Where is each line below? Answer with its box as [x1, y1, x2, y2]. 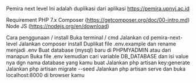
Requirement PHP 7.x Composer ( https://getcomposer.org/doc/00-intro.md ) [6, 16, 190, 23]
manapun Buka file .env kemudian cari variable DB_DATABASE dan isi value [6, 53, 189, 59]
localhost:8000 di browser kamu [6, 72, 85, 78]
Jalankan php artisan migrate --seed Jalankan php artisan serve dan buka [6, 65, 186, 72]
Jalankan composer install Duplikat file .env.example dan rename [18, 41, 177, 47]
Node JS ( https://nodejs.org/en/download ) [6, 23, 109, 29]
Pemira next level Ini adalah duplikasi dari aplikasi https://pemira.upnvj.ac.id [6, 5, 190, 12]
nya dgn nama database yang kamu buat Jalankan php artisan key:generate [6, 59, 190, 66]
